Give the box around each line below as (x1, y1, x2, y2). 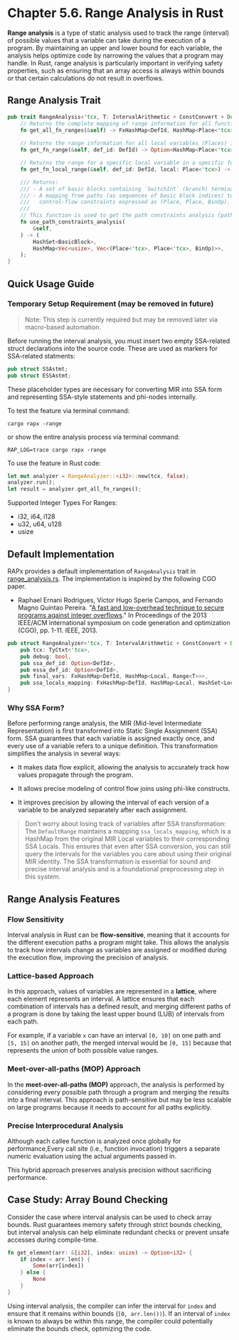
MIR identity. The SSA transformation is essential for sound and (24, 857, 211, 866)
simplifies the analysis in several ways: (7, 749, 121, 758)
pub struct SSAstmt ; (7, 365, 69, 373)
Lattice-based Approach (7, 971, 94, 981)
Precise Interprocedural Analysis (7, 1120, 124, 1130)
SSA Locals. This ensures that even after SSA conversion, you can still (24, 842, 231, 851)
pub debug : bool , (20, 653, 72, 660)
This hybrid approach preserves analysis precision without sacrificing (7, 1165, 212, 1174)
